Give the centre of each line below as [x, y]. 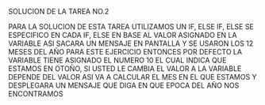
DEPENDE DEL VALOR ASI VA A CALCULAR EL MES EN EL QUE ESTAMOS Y [132, 77]
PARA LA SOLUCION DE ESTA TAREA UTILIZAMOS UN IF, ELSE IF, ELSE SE [131, 26]
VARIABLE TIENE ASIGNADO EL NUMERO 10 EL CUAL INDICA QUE [117, 60]
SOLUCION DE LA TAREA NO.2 [59, 11]
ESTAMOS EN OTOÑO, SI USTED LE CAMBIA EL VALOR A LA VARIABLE [125, 69]
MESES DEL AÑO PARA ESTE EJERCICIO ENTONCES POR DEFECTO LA [125, 52]
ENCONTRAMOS [36, 94]
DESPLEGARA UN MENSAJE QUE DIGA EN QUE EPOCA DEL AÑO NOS [124, 85]
